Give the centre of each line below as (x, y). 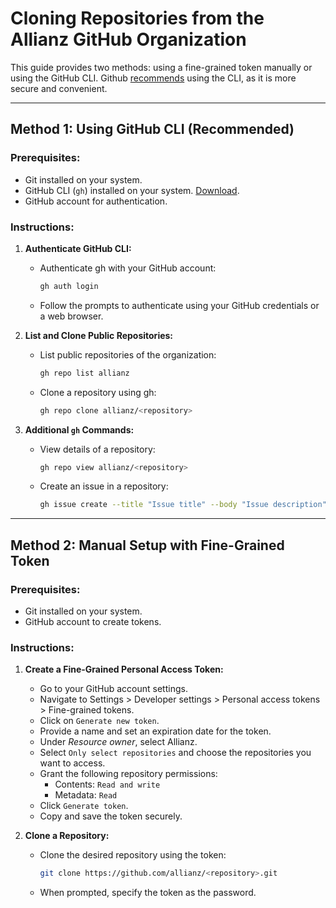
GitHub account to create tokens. (93, 621)
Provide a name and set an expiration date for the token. (155, 731)
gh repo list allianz (84, 373)
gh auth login (69, 286)
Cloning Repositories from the (137, 18)
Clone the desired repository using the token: (133, 855)
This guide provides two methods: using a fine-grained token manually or (161, 67)
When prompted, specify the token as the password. (148, 893)
